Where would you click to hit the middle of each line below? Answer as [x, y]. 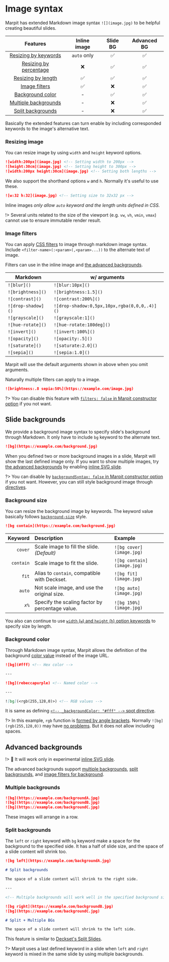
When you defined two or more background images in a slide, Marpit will [80, 456]
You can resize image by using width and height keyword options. [73, 153]
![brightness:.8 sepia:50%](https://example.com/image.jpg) [70, 389]
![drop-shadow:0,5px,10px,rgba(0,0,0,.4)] [105, 306]
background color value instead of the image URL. [57, 655]
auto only [83, 55]
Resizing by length [35, 78]
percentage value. [56, 608]
